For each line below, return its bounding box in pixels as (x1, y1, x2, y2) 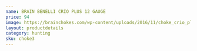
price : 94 (5, 14, 30, 20)
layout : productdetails (5, 25, 64, 31)
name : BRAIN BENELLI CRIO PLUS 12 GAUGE (5, 8, 106, 15)
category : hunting (5, 30, 51, 36)
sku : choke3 (5, 36, 35, 42)
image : (5, 19, 22, 25)
